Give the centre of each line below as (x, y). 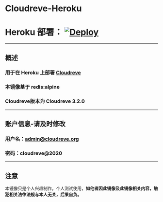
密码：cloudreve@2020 (33, 153)
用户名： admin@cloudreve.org (42, 139)
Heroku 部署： (34, 32)
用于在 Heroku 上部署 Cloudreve (43, 73)
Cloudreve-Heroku (43, 9)
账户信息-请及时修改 (35, 124)
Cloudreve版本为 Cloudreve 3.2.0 (45, 101)
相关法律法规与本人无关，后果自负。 (45, 195)
